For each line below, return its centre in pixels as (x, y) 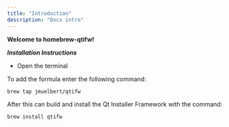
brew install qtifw (35, 117)
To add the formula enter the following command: (77, 79)
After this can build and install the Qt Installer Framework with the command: (115, 104)
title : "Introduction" (39, 13)
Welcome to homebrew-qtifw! (51, 39)
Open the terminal (42, 66)
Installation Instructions (42, 53)
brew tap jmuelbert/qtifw (44, 91)
